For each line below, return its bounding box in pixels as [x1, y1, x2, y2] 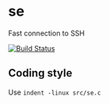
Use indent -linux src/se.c [8, 87, 101, 97]
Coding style [8, 66, 73, 80]
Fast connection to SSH [8, 28, 85, 38]
